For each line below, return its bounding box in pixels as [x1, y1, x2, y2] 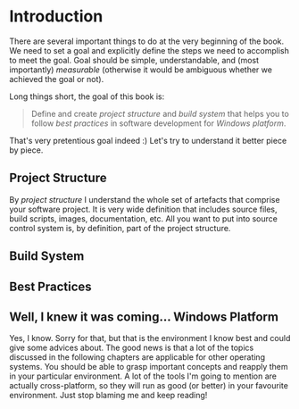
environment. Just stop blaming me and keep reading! [9, 390, 208, 401]
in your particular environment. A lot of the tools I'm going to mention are [9, 371, 278, 381]
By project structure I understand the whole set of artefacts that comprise [9, 194, 280, 204]
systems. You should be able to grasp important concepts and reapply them [9, 362, 288, 372]
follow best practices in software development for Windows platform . [30, 118, 287, 129]
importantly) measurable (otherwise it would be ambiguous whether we [9, 64, 272, 75]
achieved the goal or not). [9, 73, 104, 84]
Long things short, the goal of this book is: [9, 91, 165, 102]
